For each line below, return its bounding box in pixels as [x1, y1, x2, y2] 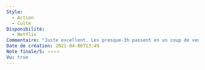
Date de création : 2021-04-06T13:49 [6, 43, 99, 49]
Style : [6, 9, 23, 15]
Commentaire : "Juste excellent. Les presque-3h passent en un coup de [6, 37, 190, 43]
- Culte [12, 20, 32, 26]
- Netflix [12, 32, 37, 38]
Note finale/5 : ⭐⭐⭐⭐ [6, 49, 60, 55]
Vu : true [6, 54, 29, 60]
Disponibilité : [6, 26, 45, 32]
